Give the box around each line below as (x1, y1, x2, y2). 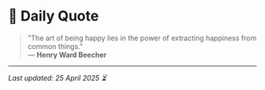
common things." (27, 41, 84, 51)
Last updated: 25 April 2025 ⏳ (8, 73, 106, 82)
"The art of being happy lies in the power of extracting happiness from (27, 33, 257, 43)
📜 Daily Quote (8, 7, 99, 25)
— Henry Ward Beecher (27, 50, 107, 59)
